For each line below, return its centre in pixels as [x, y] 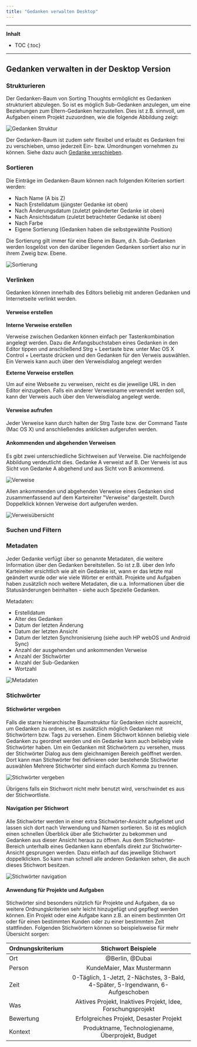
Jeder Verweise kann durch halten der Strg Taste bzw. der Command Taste [97, 423]
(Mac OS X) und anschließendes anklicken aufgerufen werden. [82, 430]
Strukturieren [26, 86]
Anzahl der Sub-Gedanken [47, 662]
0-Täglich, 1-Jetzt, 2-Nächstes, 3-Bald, [129, 978]
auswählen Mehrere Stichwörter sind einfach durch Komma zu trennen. [92, 766]
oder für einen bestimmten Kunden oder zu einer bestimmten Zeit [85, 921]
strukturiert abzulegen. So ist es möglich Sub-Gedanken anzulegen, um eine [98, 105]
